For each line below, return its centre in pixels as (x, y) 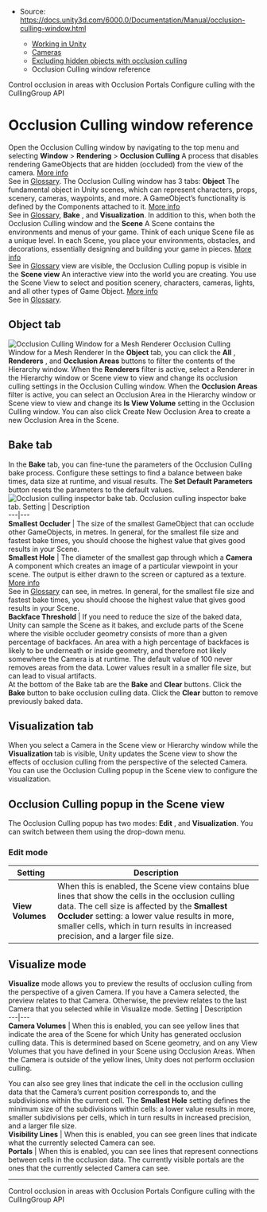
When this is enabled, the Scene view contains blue (153, 886)
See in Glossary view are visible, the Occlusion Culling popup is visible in (128, 265)
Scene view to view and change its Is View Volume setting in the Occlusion (132, 403)
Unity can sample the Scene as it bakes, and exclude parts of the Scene (126, 625)
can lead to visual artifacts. (52, 675)
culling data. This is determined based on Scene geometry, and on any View (133, 1043)
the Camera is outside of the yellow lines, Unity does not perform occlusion (132, 1060)
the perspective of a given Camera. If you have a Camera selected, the (124, 992)
